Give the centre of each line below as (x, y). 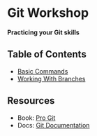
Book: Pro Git (36, 118)
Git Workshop (48, 13)
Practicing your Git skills (44, 32)
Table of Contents (47, 54)
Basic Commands (43, 71)
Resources (31, 101)
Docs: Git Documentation (53, 125)
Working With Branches (51, 79)
